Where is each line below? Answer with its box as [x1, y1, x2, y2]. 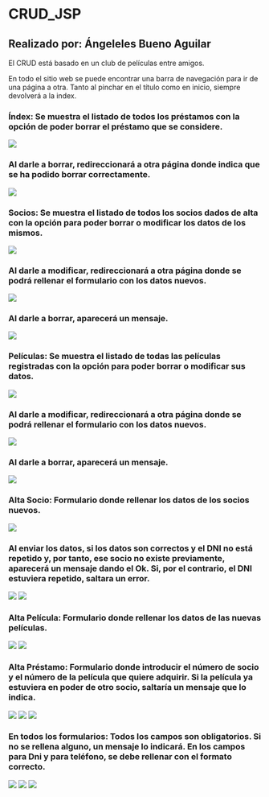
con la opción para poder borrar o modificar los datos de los [8, 217, 247, 228]
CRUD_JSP [8, 5, 82, 23]
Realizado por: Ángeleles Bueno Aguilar [8, 37, 211, 51]
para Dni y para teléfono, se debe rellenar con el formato [8, 751, 233, 762]
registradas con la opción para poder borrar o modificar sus [8, 361, 247, 372]
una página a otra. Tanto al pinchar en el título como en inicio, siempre [8, 82, 241, 92]
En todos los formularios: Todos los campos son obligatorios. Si [8, 731, 262, 742]
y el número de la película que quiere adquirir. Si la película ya [8, 671, 253, 683]
